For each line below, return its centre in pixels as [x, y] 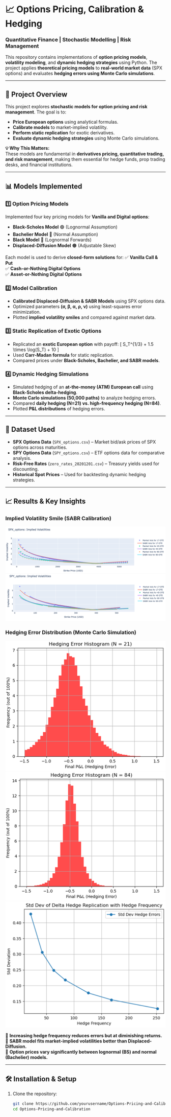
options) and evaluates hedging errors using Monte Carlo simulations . [80, 74]
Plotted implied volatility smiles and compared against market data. [84, 317]
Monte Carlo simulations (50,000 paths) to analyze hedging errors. [84, 398]
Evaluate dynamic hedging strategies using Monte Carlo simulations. [86, 138]
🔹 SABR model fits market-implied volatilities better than [66, 1041]
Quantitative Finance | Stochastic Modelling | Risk [68, 40]
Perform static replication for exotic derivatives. [64, 133]
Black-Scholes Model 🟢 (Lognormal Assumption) [65, 227]
